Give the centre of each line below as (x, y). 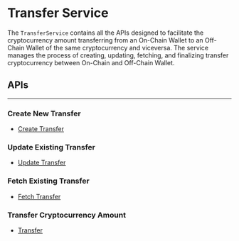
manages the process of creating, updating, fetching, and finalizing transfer (118, 55)
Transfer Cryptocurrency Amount (67, 215)
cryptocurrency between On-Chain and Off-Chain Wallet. (91, 62)
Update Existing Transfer (52, 147)
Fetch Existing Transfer (49, 181)
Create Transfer (41, 129)
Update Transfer (42, 163)
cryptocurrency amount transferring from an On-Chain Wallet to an (106, 40)
